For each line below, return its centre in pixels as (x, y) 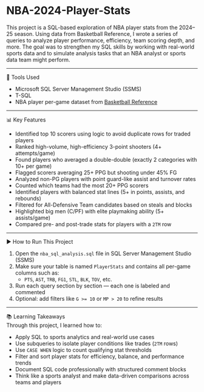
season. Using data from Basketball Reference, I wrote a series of (96, 33)
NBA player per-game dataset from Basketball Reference (86, 101)
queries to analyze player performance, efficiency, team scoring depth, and (101, 40)
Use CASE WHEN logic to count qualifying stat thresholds (83, 349)
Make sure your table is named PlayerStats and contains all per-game (103, 266)
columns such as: (37, 273)
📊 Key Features (26, 120)
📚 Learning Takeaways (36, 316)
